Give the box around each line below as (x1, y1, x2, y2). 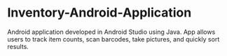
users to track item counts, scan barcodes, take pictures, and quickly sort (7, 35, 220, 43)
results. (7, 42, 29, 50)
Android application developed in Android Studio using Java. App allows (7, 28, 216, 36)
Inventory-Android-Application (7, 5, 192, 21)
